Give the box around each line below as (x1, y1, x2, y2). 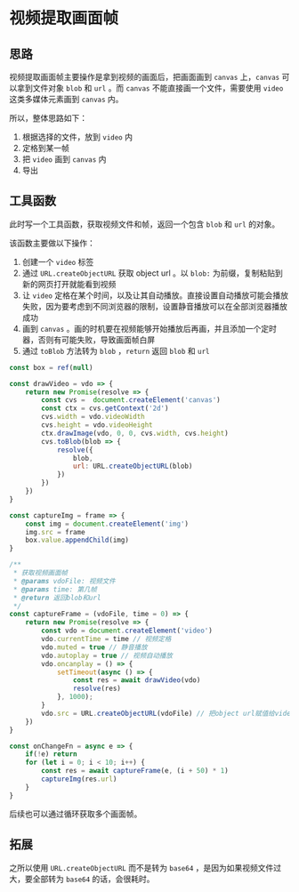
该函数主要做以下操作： (9, 237, 95, 248)
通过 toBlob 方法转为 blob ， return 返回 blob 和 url (21, 345, 210, 356)
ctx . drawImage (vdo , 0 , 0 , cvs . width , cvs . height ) (41, 429, 229, 438)
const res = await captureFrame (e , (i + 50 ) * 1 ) (41, 767, 229, 775)
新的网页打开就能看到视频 (21, 278, 117, 289)
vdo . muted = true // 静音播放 (41, 642, 149, 652)
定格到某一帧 (21, 143, 69, 153)
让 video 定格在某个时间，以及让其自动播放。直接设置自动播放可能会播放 (21, 290, 289, 301)
